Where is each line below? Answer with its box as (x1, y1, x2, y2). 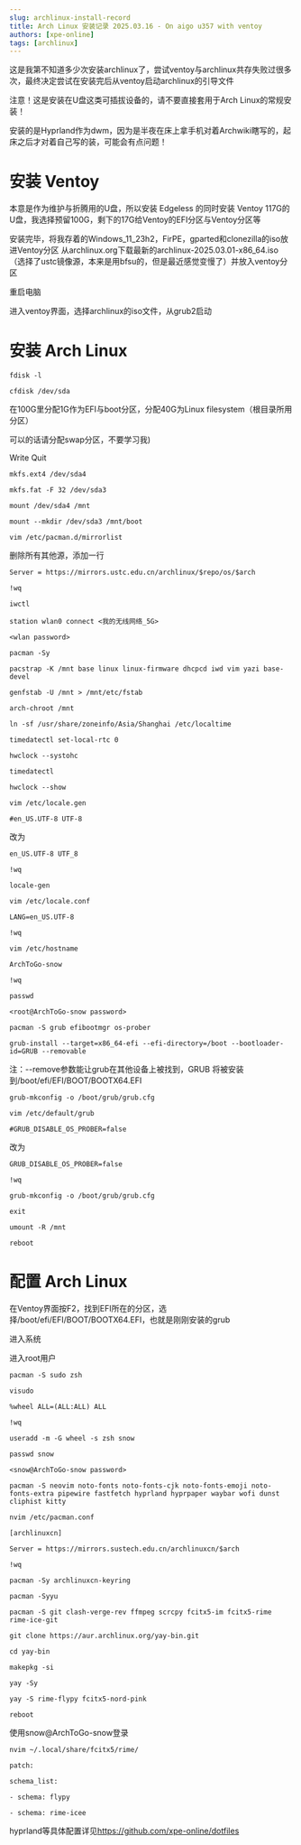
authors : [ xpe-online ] (9, 30, 95, 39)
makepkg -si (9, 1663, 54, 1673)
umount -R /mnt (9, 1223, 67, 1232)
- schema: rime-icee (9, 1809, 87, 1818)
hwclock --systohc (9, 751, 78, 761)
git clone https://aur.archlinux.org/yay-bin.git (9, 1631, 200, 1641)
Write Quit (9, 452, 47, 463)
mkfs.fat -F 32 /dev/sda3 (9, 486, 106, 495)
